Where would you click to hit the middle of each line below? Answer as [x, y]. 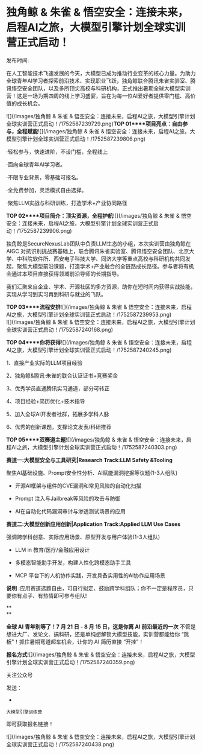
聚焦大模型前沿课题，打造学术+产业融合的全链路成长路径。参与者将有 [103, 266]
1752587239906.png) [45, 230]
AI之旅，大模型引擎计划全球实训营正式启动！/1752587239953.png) [89, 314]
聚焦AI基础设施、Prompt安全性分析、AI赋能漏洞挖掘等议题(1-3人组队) [92, 473]
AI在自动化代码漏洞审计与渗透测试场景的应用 [70, 511]
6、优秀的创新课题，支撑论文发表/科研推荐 [59, 426]
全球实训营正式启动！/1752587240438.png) [60, 744]
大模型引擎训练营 [24, 712]
